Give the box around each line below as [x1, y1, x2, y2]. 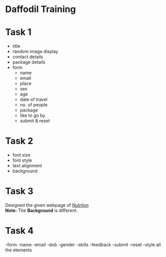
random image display [12, 49, 58, 55]
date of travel [19, 96, 47, 102]
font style [12, 157, 32, 164]
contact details [12, 54, 43, 60]
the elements [5, 247, 32, 253]
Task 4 [5, 225, 34, 236]
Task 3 [5, 186, 33, 197]
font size [12, 152, 31, 158]
